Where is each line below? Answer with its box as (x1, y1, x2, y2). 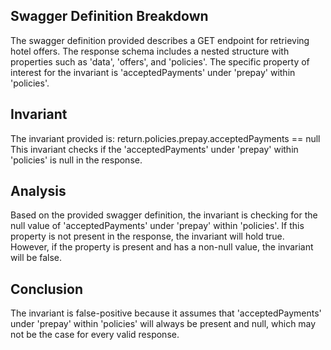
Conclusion (10, 280, 84, 298)
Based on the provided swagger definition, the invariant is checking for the (10, 209, 318, 221)
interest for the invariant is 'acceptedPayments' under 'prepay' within (10, 66, 296, 78)
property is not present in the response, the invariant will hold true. (10, 230, 285, 243)
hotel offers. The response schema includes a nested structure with (10, 45, 290, 57)
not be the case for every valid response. (10, 329, 180, 341)
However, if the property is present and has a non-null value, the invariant (10, 241, 314, 253)
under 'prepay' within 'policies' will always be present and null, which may (10, 318, 317, 330)
